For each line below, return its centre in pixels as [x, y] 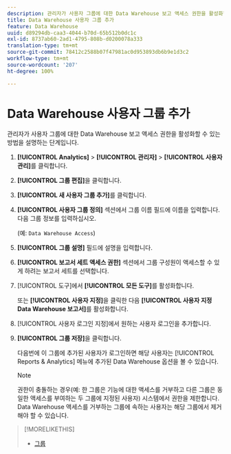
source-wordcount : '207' [43, 65]
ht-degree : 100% [30, 71]
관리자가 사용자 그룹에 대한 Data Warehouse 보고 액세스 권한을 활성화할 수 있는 [114, 134]
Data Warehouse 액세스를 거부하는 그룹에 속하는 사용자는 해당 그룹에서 [113, 407]
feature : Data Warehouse [43, 26]
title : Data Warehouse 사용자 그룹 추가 [61, 20]
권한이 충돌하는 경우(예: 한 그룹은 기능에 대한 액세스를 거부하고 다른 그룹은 [116, 390]
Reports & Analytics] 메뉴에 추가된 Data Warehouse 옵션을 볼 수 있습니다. [118, 362]
